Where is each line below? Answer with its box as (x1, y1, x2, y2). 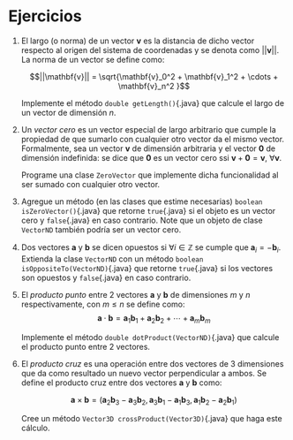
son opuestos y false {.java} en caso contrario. (20, 272, 192, 283)
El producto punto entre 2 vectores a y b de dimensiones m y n (20, 289, 251, 300)
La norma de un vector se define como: (20, 54, 165, 64)
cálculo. (20, 422, 50, 434)
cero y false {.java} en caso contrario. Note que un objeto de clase (20, 215, 263, 225)
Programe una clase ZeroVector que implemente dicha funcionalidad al (20, 170, 279, 180)
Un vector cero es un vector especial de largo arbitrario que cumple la (20, 124, 277, 134)
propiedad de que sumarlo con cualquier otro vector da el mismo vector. (20, 133, 284, 144)
